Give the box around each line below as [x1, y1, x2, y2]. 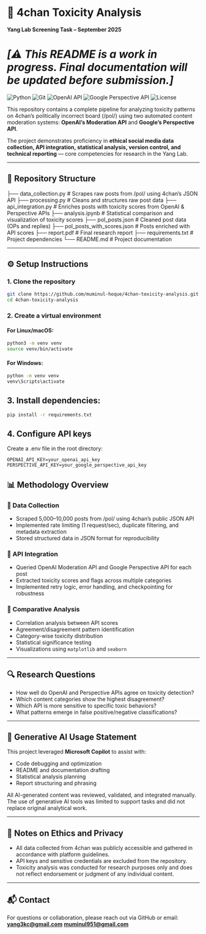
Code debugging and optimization [15, 760, 102, 767]
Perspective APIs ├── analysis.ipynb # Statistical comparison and [7, 209, 174, 216]
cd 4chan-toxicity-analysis [7, 297, 79, 303]
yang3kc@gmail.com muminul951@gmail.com [7, 920, 129, 928]
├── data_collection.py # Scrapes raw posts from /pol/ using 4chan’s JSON [7, 189, 198, 197]
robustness [15, 590, 45, 597]
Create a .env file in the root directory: [7, 445, 103, 453]
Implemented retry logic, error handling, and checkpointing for [15, 583, 174, 591]
